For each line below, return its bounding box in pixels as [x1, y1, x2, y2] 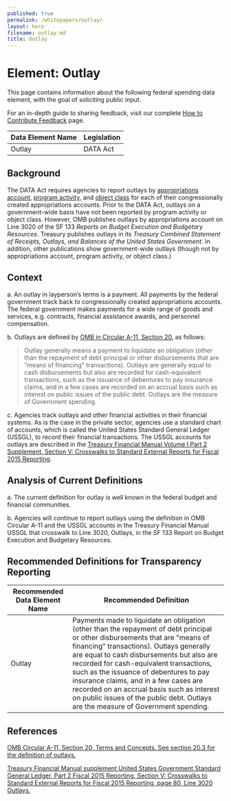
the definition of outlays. [7, 751, 76, 759]
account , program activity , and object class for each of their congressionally [7, 193, 223, 201]
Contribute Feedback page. [7, 116, 85, 125]
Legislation [83, 132, 121, 142]
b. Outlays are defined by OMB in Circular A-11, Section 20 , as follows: [7, 332, 206, 341]
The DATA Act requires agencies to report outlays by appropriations [7, 185, 199, 194]
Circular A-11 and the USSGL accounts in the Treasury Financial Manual [7, 521, 210, 529]
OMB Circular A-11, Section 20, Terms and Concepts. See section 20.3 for [7, 744, 215, 752]
